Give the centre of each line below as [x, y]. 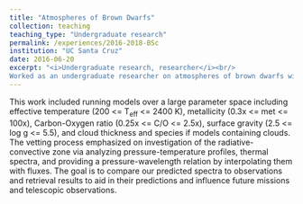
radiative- [236, 142]
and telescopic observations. [63, 190]
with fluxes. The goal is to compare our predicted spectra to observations [146, 171]
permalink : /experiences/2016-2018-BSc [84, 43]
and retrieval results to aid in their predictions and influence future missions [150, 180]
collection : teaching [50, 26]
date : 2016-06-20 [42, 59]
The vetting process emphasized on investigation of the [113, 142]
